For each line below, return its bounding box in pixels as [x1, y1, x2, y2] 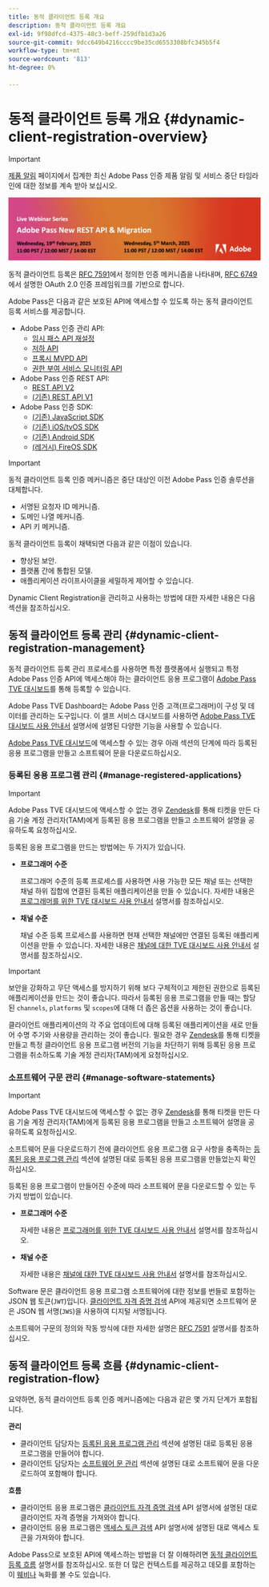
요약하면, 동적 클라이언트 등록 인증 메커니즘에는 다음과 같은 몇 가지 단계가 [8, 1394, 237, 1404]
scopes [91, 1004, 114, 1013]
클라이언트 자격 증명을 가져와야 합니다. [19, 1512, 140, 1522]
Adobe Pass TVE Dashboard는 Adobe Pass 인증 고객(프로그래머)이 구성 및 [8, 701, 247, 711]
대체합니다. [8, 485, 43, 494]
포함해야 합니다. [47, 1468, 98, 1478]
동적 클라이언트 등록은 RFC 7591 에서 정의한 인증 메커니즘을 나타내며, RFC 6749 [8, 269, 258, 279]
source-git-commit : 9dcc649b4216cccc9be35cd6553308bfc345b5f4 [8, 38, 220, 46]
